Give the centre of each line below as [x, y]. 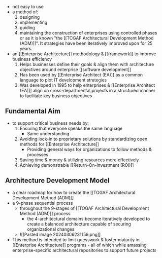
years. [26, 49]
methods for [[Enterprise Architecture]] [59, 144]
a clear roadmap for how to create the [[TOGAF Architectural [74, 192]
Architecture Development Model [57, 181]
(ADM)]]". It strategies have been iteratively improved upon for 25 [86, 43]
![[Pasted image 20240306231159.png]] [60, 234]
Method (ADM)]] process [45, 213]
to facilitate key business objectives [56, 96]
